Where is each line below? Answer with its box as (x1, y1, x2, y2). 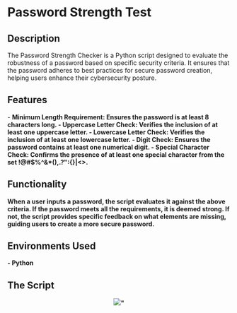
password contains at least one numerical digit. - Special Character (7, 143, 210, 151)
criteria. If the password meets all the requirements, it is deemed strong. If (7, 204, 230, 213)
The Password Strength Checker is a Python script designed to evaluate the (7, 51, 229, 59)
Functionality (7, 178, 67, 191)
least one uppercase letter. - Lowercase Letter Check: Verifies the (7, 128, 205, 136)
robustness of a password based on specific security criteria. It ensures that (7, 59, 230, 67)
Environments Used (7, 240, 96, 252)
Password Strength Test (7, 4, 152, 20)
